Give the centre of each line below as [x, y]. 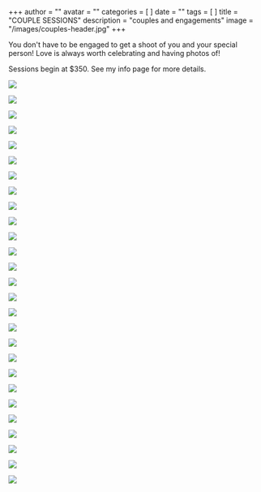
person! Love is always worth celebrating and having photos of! [114, 53]
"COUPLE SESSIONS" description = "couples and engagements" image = [131, 20]
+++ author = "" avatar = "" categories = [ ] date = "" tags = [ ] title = [124, 12]
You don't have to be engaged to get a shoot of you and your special [123, 45]
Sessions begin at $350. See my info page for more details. [107, 69]
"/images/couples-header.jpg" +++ [67, 29]
